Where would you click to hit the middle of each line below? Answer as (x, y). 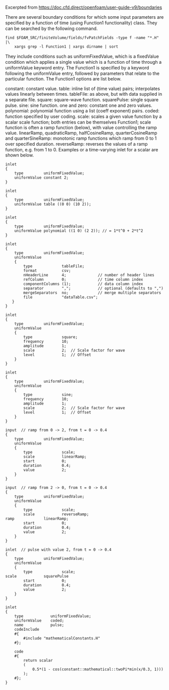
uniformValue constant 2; (42, 178)
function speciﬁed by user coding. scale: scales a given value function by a (83, 116)
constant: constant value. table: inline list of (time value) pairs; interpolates (83, 89)
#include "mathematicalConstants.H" (62, 638)
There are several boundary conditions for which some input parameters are (84, 17)
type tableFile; (54, 266)
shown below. (20, 155)
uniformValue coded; (39, 621)
